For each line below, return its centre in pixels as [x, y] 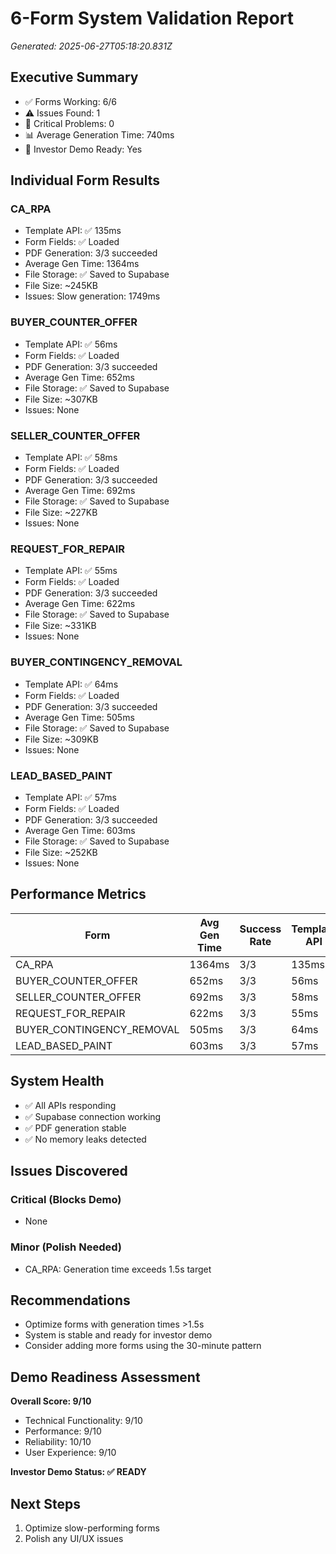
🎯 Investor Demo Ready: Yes [83, 149]
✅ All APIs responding [70, 1105]
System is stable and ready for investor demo [118, 1335]
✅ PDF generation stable [75, 1128]
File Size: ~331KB [60, 626]
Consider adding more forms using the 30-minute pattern [143, 1346]
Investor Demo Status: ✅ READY [78, 1472]
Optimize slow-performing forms [92, 1528]
